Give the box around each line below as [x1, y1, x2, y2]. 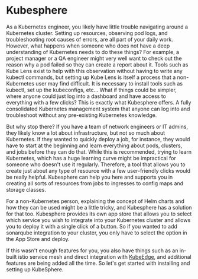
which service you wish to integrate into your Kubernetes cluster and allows [6, 216, 191, 223]
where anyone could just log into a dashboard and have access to [6, 93, 167, 100]
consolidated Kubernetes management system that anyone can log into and [6, 105, 190, 112]
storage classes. [6, 186, 46, 193]
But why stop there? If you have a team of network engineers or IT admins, [6, 123, 188, 130]
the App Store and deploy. [6, 235, 70, 242]
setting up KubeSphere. [6, 265, 64, 273]
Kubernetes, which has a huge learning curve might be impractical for [6, 154, 176, 161]
